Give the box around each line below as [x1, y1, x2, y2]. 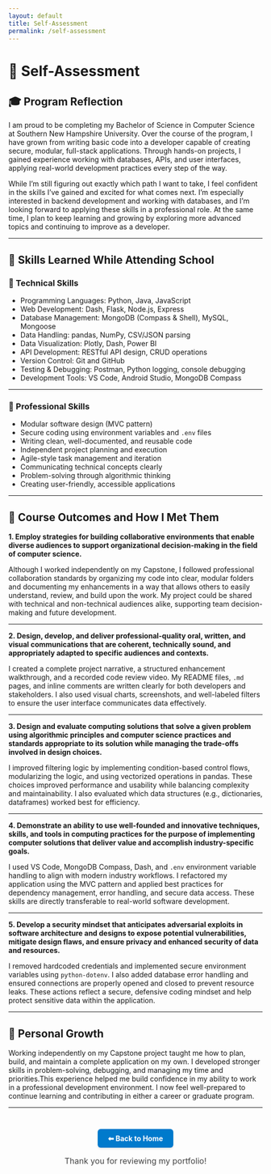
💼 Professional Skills [8, 401, 90, 412]
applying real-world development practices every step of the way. [8, 163, 227, 173]
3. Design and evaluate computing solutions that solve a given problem [8, 722, 252, 731]
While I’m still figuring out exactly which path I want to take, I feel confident [8, 179, 258, 189]
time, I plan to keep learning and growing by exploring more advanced [8, 214, 242, 223]
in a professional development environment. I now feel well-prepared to [8, 1082, 246, 1092]
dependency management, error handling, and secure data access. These [8, 888, 255, 898]
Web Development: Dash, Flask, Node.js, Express [19, 304, 185, 314]
